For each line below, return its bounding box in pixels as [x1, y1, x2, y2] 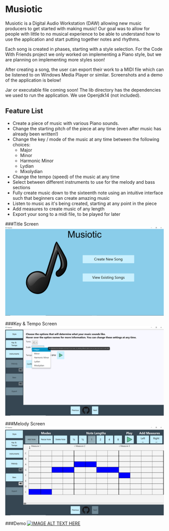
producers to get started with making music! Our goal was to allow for [5, 25, 150, 31]
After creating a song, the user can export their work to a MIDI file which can [5, 66, 164, 72]
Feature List [5, 107, 43, 115]
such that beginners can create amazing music [12, 195, 110, 201]
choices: [12, 141, 31, 147]
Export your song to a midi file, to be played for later [12, 211, 121, 217]
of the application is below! [5, 77, 61, 83]
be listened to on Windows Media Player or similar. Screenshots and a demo [5, 71, 163, 78]
